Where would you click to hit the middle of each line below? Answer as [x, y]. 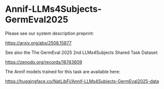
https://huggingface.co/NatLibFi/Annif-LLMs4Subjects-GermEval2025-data [82, 81]
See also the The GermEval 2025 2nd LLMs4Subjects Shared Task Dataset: [82, 52]
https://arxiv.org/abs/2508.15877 [38, 43]
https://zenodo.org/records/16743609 [44, 62]
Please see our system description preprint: [50, 33]
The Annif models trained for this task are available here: [63, 71]
